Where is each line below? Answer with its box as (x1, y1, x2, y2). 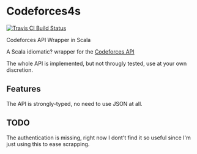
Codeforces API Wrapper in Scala (6, 36, 91, 43)
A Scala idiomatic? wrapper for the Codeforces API (6, 47, 135, 55)
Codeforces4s (6, 4, 81, 18)
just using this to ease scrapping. (6, 140, 90, 147)
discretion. (6, 66, 34, 74)
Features (6, 84, 41, 94)
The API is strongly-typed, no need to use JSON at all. (6, 100, 143, 107)
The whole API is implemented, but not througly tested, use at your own (6, 60, 187, 67)
